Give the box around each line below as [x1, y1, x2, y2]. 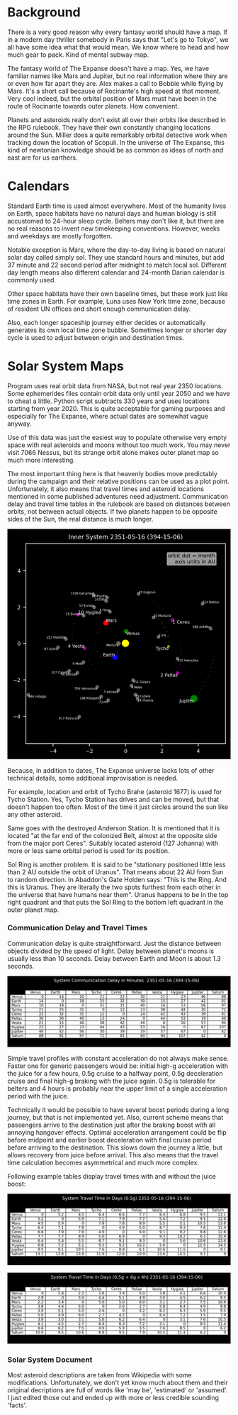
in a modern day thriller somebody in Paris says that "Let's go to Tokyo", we [7, 35, 229, 43]
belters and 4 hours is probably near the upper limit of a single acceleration [7, 1084, 227, 1093]
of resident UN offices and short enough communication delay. [7, 304, 191, 313]
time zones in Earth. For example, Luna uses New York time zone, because [7, 297, 225, 305]
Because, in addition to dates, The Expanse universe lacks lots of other [7, 766, 215, 774]
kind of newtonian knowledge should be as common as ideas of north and [7, 145, 224, 154]
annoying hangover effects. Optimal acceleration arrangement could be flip [7, 1128, 227, 1137]
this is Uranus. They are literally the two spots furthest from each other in [7, 883, 221, 891]
